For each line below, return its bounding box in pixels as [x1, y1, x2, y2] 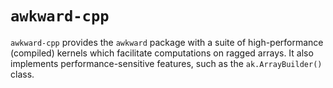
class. [10, 68, 35, 80]
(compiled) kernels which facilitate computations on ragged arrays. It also [10, 47, 314, 59]
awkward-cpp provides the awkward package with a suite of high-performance [10, 36, 324, 48]
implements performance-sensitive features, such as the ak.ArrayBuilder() [10, 57, 323, 69]
